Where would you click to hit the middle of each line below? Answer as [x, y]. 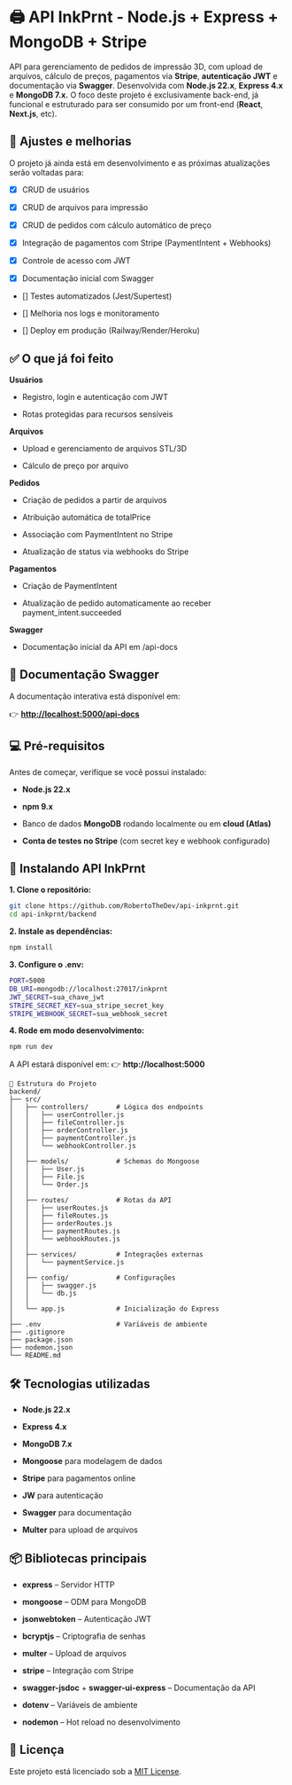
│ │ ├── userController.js [67, 1115]
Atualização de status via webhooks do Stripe [105, 552]
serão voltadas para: [46, 172]
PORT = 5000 [27, 981]
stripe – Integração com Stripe [78, 1670]
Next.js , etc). [33, 114]
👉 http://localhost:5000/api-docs [74, 714]
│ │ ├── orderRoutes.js [61, 1224]
